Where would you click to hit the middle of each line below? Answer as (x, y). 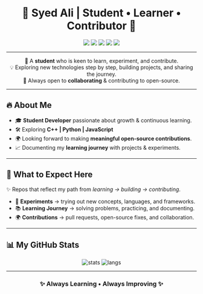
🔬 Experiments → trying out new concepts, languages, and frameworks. (105, 201)
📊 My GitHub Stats (43, 245)
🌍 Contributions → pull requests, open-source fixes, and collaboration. (105, 217)
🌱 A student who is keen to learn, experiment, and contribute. (101, 61)
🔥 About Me (29, 105)
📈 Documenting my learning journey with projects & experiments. (98, 147)
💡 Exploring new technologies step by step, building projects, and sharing (101, 67)
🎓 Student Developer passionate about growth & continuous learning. (103, 120)
